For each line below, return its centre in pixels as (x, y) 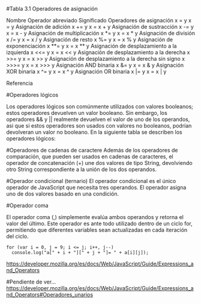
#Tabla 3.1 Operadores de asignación (52, 9)
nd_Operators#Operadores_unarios (50, 295)
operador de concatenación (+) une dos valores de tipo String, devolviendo (100, 163)
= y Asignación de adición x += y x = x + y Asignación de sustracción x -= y (100, 27)
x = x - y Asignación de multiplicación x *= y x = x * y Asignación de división (101, 33)
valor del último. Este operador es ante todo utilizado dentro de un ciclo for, (100, 223)
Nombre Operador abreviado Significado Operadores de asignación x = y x (99, 20)
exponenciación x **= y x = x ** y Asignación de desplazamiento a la (91, 46)
